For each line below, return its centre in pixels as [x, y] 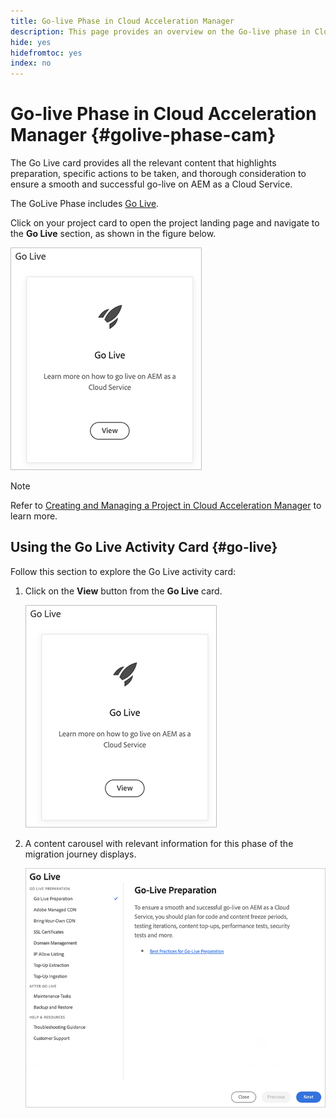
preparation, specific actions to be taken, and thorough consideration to [158, 174]
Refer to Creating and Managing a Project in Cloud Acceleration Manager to [166, 506]
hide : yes [31, 42]
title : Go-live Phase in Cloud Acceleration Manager [122, 21]
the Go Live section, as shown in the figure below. [113, 234]
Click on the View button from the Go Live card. [123, 591]
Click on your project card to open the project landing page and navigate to [165, 223]
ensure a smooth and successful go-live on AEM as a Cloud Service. [151, 184]
